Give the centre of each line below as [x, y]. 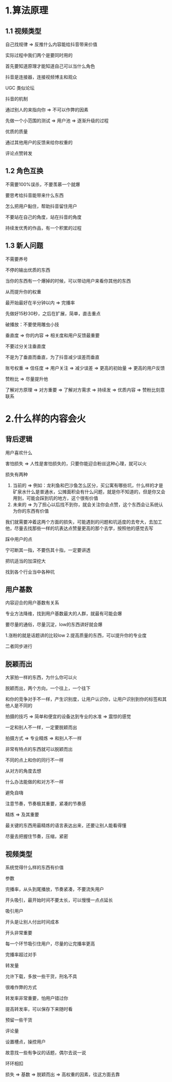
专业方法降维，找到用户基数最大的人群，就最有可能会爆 [63, 614]
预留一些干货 [19, 1020]
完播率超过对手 [21, 955]
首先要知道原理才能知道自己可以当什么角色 [50, 66]
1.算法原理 [27, 11]
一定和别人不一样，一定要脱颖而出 [41, 727]
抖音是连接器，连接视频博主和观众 [41, 77]
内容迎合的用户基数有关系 [32, 603]
